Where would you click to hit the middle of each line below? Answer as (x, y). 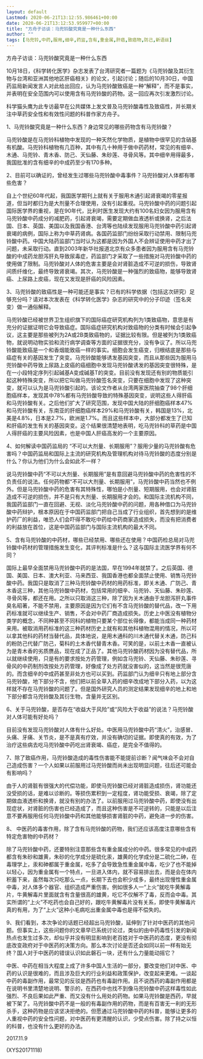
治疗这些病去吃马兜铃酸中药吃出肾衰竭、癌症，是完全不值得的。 (85, 745)
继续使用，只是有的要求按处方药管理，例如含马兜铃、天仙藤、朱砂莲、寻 (107, 658)
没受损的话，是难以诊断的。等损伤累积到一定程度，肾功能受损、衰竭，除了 (99, 793)
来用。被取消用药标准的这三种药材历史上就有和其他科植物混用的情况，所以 (99, 628)
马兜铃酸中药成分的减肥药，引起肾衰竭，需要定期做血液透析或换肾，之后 (96, 218)
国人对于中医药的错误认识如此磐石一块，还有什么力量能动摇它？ (96, 953)
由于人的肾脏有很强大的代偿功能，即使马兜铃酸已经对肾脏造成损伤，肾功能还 (101, 785)
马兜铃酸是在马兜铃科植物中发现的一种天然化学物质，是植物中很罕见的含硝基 (101, 139)
